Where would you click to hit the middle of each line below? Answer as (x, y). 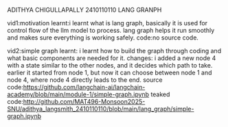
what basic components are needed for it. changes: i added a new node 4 (112, 58)
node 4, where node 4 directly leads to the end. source (85, 80)
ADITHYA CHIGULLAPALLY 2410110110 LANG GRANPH (84, 10)
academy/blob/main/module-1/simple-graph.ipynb (78, 94)
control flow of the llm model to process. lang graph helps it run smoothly (111, 30)
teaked (160, 94)
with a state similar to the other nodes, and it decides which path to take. (110, 65)
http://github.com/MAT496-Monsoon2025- (84, 101)
